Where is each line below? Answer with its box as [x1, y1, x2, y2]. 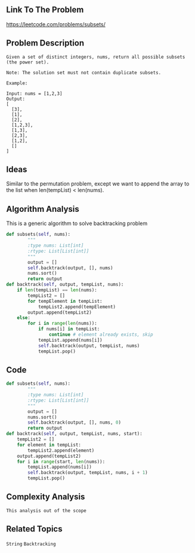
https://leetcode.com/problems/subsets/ [6, 20, 106, 28]
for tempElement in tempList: [27, 298, 103, 304]
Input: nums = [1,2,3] [6, 90, 63, 96]
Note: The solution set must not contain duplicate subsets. [6, 69, 162, 75]
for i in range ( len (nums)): [27, 320, 97, 327]
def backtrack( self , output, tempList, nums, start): [6, 431, 143, 437]
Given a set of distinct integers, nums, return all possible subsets [6, 54, 185, 60]
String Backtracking [6, 541, 56, 547]
